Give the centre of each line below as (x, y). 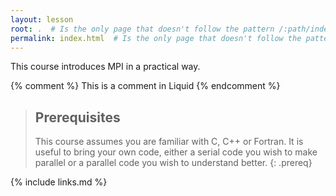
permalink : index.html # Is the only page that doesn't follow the (156, 38)
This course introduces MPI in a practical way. (105, 67)
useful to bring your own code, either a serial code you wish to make (176, 152)
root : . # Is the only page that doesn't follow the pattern (142, 29)
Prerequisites (77, 117)
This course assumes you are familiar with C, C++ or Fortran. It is (169, 142)
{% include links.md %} (59, 182)
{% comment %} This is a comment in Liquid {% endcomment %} (145, 86)
